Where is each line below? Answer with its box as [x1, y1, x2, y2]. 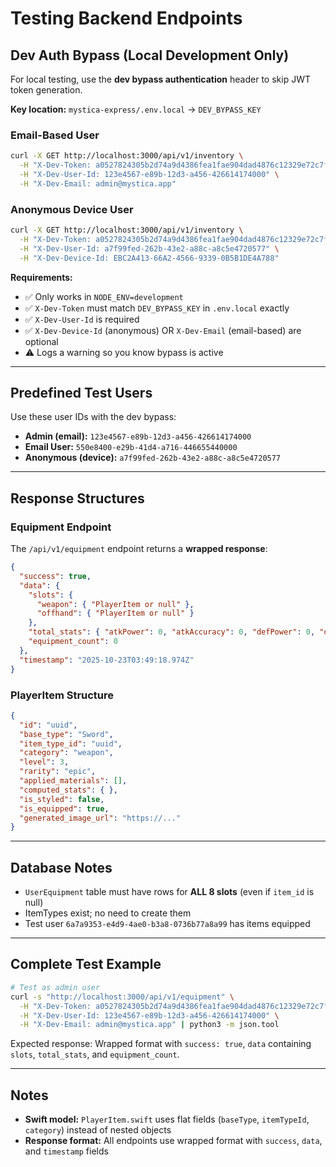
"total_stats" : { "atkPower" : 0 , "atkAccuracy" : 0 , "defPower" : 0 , [28, 627, 316, 637]
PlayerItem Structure [10, 688, 115, 702]
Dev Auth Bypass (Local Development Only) [10, 47, 290, 64]
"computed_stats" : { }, [19, 785, 118, 795]
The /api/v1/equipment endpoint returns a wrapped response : [10, 543, 268, 555]
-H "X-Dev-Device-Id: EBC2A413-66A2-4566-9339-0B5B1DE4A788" [19, 253, 280, 263]
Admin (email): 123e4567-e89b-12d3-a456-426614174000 [24, 430, 252, 442]
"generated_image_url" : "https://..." [19, 813, 182, 823]
